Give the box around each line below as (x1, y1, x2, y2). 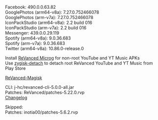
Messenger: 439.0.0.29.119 (5, 30, 60, 36)
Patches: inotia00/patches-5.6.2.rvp (5, 109, 79, 115)
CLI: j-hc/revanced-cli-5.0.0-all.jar (5, 84, 75, 90)
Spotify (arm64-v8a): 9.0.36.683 (5, 35, 71, 41)
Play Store (5, 65, 26, 71)
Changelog (5, 95, 27, 100)
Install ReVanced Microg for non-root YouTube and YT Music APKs (5, 55, 140, 60)
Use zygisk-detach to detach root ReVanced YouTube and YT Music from (5, 60, 153, 66)
